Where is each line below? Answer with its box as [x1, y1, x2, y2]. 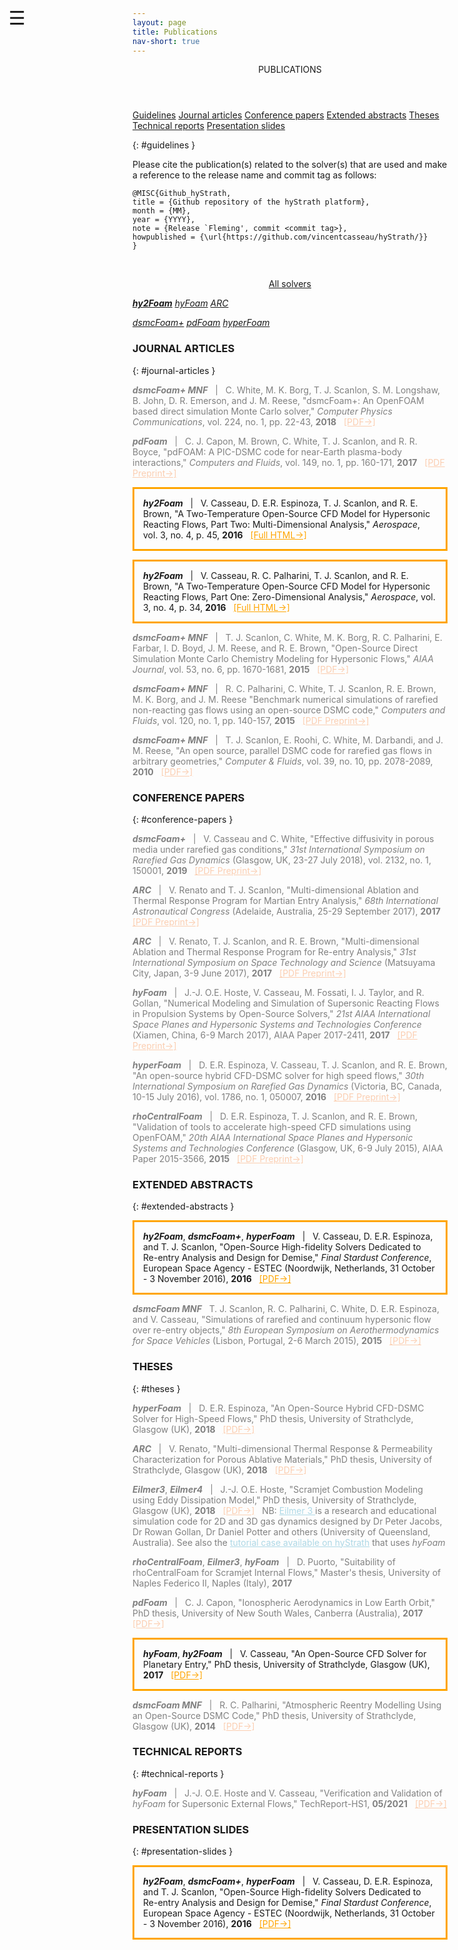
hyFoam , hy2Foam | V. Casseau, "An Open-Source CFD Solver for [143, 1647, 427, 1659]
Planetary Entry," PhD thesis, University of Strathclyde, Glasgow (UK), [143, 1658, 430, 1670]
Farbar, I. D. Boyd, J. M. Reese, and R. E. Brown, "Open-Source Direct [132, 642, 419, 654]
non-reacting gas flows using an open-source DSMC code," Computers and [132, 704, 446, 716]
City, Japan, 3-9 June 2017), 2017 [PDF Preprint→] [132, 967, 347, 979]
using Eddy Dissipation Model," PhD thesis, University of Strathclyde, [132, 1494, 417, 1506]
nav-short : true [132, 36, 200, 46]
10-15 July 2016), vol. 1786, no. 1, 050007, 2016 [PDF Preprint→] [132, 1090, 401, 1103]
